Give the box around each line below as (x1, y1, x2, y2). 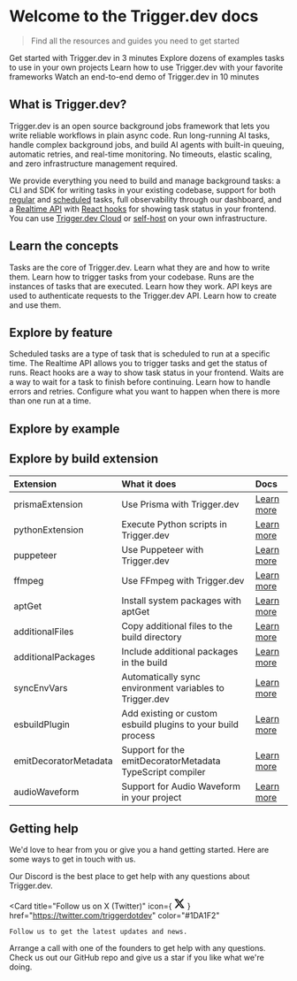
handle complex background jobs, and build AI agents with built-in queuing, (9, 139, 285, 149)
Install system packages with (121, 594, 241, 607)
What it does (121, 478, 177, 490)
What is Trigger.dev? (9, 97, 127, 112)
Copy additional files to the (121, 619, 232, 632)
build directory (121, 631, 183, 643)
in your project (121, 791, 182, 803)
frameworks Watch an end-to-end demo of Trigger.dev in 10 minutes (9, 71, 260, 81)
